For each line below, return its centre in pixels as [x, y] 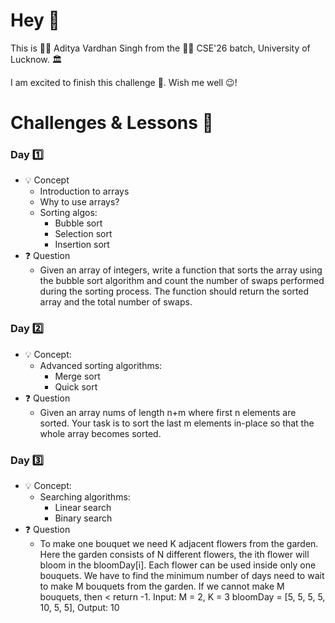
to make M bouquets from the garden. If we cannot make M [162, 586]
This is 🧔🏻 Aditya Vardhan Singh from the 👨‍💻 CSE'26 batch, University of [160, 48]
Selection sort [83, 234]
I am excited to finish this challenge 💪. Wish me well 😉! [124, 82]
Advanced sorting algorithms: [101, 365]
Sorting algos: [68, 213]
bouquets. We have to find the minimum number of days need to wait [182, 576]
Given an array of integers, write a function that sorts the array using [181, 270]
